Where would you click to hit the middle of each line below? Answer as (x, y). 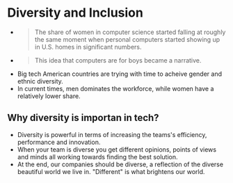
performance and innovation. (59, 142)
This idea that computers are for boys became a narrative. (118, 60)
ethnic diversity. (40, 81)
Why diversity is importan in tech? (83, 118)
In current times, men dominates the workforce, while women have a (115, 88)
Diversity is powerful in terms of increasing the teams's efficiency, (112, 134)
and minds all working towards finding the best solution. (97, 157)
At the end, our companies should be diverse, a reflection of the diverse (120, 164)
